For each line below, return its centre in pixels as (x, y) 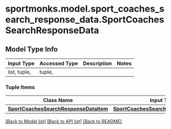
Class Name (58, 101)
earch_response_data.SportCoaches (85, 20)
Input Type (21, 63)
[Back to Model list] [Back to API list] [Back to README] (64, 121)
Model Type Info (32, 49)
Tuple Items (20, 87)
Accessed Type (59, 63)
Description (97, 63)
